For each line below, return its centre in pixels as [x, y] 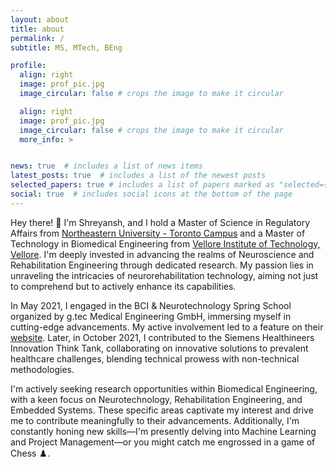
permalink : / [37, 38]
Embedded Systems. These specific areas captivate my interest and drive [162, 410]
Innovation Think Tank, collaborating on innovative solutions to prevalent [159, 348]
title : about [37, 29]
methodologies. [42, 369]
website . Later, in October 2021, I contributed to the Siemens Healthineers [162, 337]
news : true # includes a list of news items [106, 166]
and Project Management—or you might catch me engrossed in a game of [163, 442]
